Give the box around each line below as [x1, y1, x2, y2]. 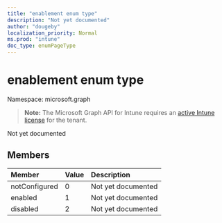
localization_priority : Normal [7, 29, 98, 37]
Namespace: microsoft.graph [7, 95, 91, 103]
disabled [10, 204, 39, 213]
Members [7, 150, 50, 161]
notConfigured [10, 181, 58, 191]
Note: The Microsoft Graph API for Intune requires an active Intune [24, 108, 215, 116]
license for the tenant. [24, 116, 87, 124]
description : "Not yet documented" [7, 17, 110, 24]
